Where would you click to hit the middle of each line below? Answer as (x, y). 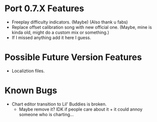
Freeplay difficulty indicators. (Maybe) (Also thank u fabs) (70, 22)
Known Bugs (31, 91)
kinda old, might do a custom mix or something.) (60, 32)
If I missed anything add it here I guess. (51, 38)
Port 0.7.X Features (44, 9)
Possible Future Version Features (73, 57)
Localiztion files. (28, 71)
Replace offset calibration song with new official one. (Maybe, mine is (82, 27)
